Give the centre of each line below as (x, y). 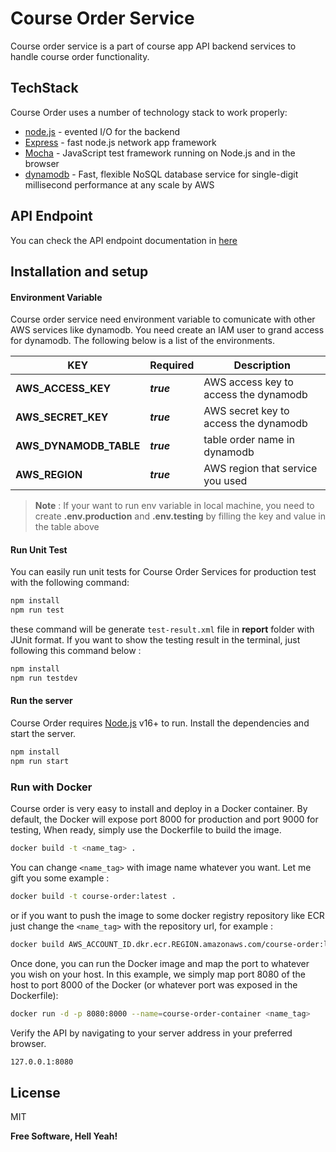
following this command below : (76, 651)
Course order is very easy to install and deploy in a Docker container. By (159, 809)
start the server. (43, 734)
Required (172, 365)
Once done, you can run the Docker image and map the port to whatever (160, 963)
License (35, 1092)
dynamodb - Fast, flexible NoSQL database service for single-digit (161, 174)
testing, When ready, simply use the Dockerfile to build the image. (146, 830)
